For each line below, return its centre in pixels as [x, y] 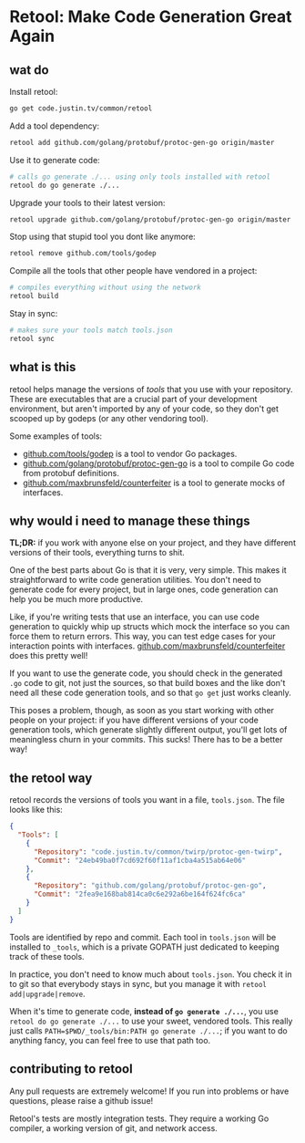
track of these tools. [47, 956]
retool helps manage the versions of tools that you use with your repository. [151, 389]
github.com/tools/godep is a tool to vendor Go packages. [130, 453]
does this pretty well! [49, 656]
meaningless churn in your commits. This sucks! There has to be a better [146, 740]
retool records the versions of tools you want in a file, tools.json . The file [147, 800]
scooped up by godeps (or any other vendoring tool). [109, 418]
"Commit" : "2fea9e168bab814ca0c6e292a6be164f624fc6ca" [140, 894]
